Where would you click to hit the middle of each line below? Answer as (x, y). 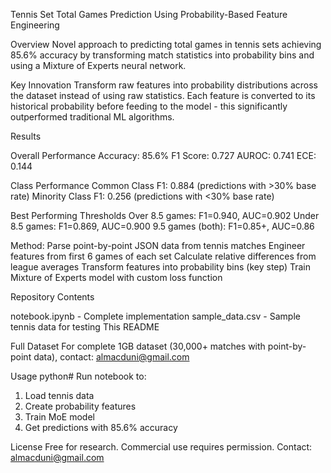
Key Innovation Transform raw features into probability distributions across (164, 85)
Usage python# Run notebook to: (78, 376)
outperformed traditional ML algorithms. (92, 117)
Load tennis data (59, 395)
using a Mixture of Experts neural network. (98, 65)
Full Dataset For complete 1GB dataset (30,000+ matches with (138, 346)
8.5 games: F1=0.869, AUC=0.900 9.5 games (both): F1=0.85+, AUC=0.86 (162, 226)
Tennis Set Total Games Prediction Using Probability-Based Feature (149, 14)
